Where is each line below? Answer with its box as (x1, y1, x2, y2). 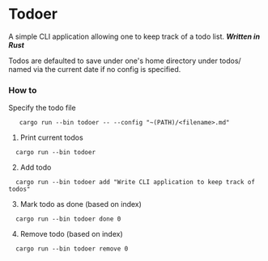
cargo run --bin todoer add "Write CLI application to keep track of (15, 179, 255, 187)
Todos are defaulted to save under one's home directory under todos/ (8, 56, 241, 65)
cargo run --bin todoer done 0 (15, 215, 121, 223)
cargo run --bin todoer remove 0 (15, 245, 129, 253)
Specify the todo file (8, 103, 76, 113)
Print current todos (19, 133, 83, 142)
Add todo (19, 162, 52, 172)
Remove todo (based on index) (19, 229, 123, 239)
